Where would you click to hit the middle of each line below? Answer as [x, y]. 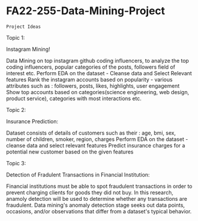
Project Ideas [24, 27]
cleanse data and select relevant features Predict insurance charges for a [96, 145]
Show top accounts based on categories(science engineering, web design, [98, 92]
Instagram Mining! [28, 49]
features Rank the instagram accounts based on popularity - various [90, 79]
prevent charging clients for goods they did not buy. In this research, [90, 192]
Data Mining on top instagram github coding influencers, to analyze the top [98, 60]
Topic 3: [16, 163]
